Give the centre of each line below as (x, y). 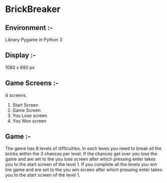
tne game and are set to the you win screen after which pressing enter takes (84, 170)
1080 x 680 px (20, 67)
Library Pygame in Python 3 (34, 39)
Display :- (20, 55)
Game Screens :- (32, 83)
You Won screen (29, 120)
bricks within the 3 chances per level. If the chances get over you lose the (81, 154)
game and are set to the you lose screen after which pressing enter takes (80, 159)
